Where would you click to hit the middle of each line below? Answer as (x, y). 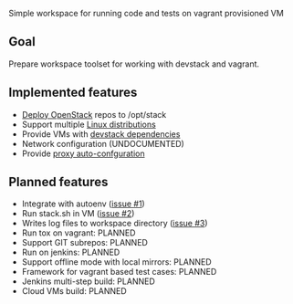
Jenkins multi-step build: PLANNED (89, 281)
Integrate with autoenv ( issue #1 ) (83, 204)
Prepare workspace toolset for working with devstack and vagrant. (134, 64)
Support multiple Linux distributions (89, 124)
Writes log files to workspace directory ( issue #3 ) (115, 224)
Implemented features (73, 93)
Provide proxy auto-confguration (83, 153)
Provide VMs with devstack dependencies (101, 134)
